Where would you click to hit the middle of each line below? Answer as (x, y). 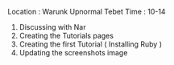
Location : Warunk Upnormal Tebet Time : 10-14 (87, 12)
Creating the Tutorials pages (66, 36)
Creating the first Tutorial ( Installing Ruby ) (91, 44)
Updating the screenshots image (73, 53)
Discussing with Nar (52, 27)
